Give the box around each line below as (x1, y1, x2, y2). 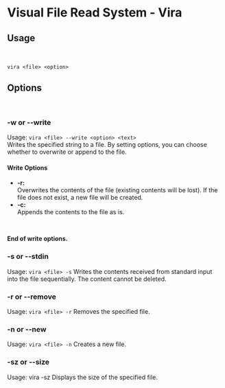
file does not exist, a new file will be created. (16, 194, 143, 202)
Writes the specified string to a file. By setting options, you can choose (7, 141, 207, 149)
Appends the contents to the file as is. (16, 208, 125, 216)
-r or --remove (7, 292, 56, 301)
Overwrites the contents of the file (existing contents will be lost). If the (16, 186, 218, 194)
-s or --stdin (7, 252, 49, 262)
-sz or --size (7, 357, 50, 367)
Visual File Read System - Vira (7, 5, 182, 21)
